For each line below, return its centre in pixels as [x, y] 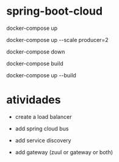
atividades [34, 100]
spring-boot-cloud [54, 11]
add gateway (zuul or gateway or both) [64, 152]
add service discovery [43, 140]
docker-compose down [36, 51]
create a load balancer [43, 116]
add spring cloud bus [42, 129]
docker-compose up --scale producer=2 [57, 40]
